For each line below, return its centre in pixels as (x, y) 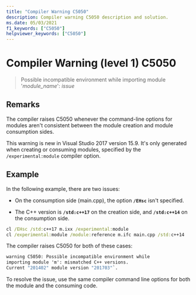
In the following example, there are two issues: (63, 189)
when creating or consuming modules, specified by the (74, 149)
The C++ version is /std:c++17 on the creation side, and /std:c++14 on (101, 212)
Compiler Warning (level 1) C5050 (91, 63)
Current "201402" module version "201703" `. (62, 268)
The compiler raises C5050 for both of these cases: (69, 246)
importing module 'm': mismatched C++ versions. (67, 262)
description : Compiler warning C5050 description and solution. (87, 17)
